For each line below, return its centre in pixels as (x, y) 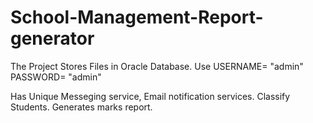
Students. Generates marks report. (81, 107)
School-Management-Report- (137, 17)
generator (52, 38)
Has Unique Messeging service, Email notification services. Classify (150, 96)
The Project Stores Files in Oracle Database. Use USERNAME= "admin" (157, 66)
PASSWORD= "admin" (56, 77)
